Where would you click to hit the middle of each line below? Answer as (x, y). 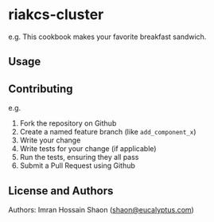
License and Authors (61, 191)
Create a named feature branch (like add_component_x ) (108, 132)
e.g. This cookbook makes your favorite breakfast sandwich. (107, 37)
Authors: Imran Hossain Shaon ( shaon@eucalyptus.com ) (101, 209)
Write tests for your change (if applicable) (88, 149)
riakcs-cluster (56, 15)
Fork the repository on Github (68, 123)
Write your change (50, 140)
